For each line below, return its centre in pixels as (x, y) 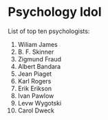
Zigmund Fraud (39, 59)
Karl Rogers (34, 81)
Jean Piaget (35, 74)
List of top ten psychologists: (49, 31)
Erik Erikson (35, 88)
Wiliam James (37, 44)
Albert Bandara (39, 66)
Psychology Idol (55, 12)
